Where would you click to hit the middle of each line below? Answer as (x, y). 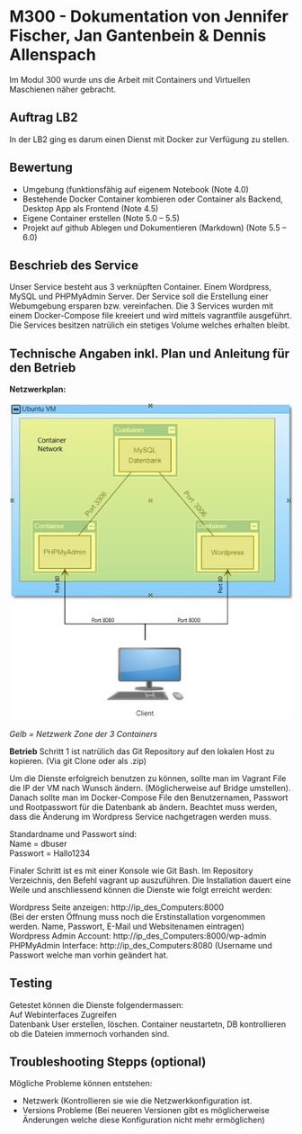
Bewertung (41, 168)
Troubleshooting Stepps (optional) (108, 1062)
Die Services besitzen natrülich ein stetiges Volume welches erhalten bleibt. (150, 325)
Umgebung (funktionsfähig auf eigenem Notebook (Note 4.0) (135, 189)
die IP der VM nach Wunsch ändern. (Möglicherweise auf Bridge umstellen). (150, 787)
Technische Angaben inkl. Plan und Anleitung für (150, 353)
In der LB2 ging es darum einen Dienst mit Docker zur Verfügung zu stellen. (149, 139)
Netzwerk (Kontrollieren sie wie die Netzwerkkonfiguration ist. (137, 1101)
